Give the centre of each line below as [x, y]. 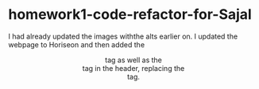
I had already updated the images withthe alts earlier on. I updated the [123, 36]
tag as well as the [133, 60]
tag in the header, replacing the [133, 68]
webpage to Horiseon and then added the [77, 44]
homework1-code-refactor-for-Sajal [130, 15]
